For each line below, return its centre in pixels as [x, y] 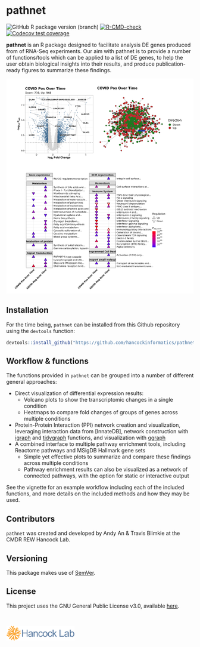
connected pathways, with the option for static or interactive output [106, 476]
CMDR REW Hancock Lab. [38, 540]
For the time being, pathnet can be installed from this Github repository [93, 324]
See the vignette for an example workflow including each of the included [95, 488]
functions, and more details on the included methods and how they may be [98, 494]
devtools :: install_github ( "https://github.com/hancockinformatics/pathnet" [102, 343]
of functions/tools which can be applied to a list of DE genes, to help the [95, 57]
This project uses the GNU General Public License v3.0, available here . [93, 606]
